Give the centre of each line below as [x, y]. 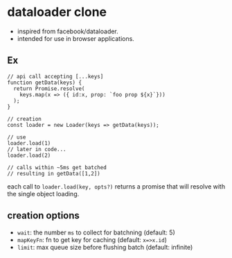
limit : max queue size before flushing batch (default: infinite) [105, 247]
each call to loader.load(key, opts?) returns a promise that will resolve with [116, 186]
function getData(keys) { [44, 83]
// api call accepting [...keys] [55, 76]
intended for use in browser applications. [76, 38]
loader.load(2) [29, 155]
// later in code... [37, 149]
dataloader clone [57, 12]
